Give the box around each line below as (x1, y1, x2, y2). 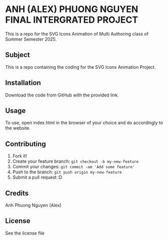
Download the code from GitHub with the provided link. (5, 92, 119, 98)
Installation (5, 79, 41, 87)
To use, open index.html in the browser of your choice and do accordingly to (5, 119, 163, 126)
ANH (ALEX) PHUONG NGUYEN (5, 4, 138, 15)
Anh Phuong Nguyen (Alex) (5, 202, 62, 208)
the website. (5, 125, 31, 131)
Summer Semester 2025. (5, 36, 57, 42)
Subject (5, 51, 30, 59)
